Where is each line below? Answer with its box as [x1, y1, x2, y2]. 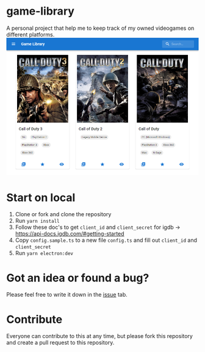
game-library [6, 4, 75, 18]
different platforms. [6, 30, 55, 38]
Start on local [6, 191, 76, 205]
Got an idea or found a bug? [6, 271, 149, 284]
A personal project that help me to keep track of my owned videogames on [6, 24, 195, 32]
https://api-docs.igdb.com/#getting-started [15, 230, 124, 238]
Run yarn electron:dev [15, 250, 73, 257]
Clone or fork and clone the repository [15, 211, 112, 218]
